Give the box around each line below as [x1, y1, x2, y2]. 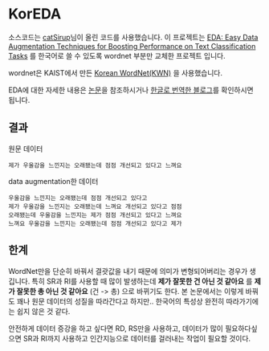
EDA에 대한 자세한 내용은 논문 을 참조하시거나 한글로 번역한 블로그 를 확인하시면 [8, 85, 255, 95]
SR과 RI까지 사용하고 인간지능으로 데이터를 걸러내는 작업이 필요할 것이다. [22, 333, 251, 343]
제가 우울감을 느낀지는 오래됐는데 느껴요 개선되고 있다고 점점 [8, 202, 182, 210]
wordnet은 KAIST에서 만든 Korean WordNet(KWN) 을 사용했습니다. [8, 67, 223, 77]
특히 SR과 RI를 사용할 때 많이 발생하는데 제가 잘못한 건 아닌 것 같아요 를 [31, 276, 253, 286]
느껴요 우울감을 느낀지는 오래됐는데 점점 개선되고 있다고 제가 [8, 219, 182, 227]
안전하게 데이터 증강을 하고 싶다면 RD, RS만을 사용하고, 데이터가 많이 [8, 323, 223, 333]
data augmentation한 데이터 [8, 176, 99, 186]
